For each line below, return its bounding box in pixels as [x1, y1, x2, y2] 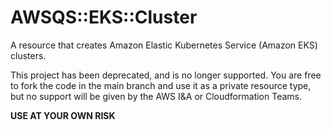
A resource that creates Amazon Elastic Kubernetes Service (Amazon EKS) [10, 39, 318, 51]
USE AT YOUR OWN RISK [10, 109, 116, 121]
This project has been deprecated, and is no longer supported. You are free [10, 69, 322, 81]
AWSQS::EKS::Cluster [10, 6, 198, 29]
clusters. [10, 49, 47, 61]
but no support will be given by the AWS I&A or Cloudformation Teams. [10, 90, 302, 102]
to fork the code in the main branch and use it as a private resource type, [10, 79, 312, 91]
